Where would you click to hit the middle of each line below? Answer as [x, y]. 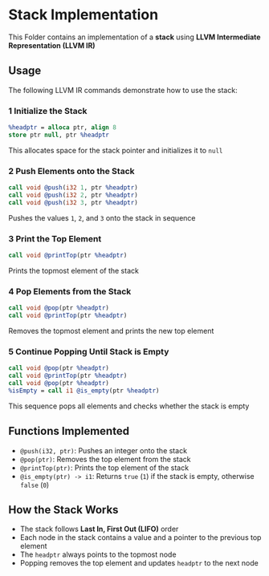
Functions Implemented [69, 431]
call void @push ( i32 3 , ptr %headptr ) [73, 202]
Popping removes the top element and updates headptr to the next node [139, 563]
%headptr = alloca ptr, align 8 [62, 128]
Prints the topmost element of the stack [73, 270]
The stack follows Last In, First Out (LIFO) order [99, 529]
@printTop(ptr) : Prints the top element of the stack [104, 468]
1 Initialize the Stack [48, 111]
